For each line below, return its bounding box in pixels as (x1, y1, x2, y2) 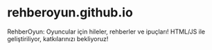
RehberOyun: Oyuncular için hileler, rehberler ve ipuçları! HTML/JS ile (7, 27, 206, 36)
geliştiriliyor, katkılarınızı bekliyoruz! (7, 34, 109, 42)
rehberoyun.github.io (7, 5, 133, 21)
